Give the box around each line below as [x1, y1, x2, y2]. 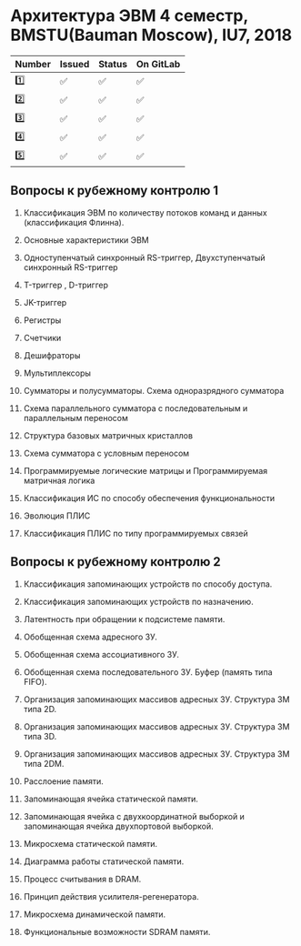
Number [15, 57, 51, 70]
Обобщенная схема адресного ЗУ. [23, 631, 158, 642]
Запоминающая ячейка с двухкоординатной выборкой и [23, 810, 245, 821]
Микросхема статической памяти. [23, 838, 158, 849]
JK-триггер [23, 297, 67, 307]
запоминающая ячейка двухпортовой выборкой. [23, 820, 214, 831]
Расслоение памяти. [23, 775, 104, 787]
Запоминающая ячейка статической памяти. [23, 793, 199, 804]
